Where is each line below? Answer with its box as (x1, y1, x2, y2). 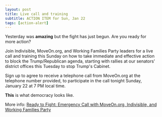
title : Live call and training (5, 12, 68, 16)
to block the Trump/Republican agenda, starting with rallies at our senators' (5, 58, 156, 64)
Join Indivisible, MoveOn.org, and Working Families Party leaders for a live (5, 48, 153, 54)
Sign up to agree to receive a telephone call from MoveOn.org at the (5, 73, 141, 78)
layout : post (5, 7, 31, 12)
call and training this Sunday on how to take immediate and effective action (5, 53, 155, 59)
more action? (5, 39, 31, 45)
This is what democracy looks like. (5, 92, 74, 98)
